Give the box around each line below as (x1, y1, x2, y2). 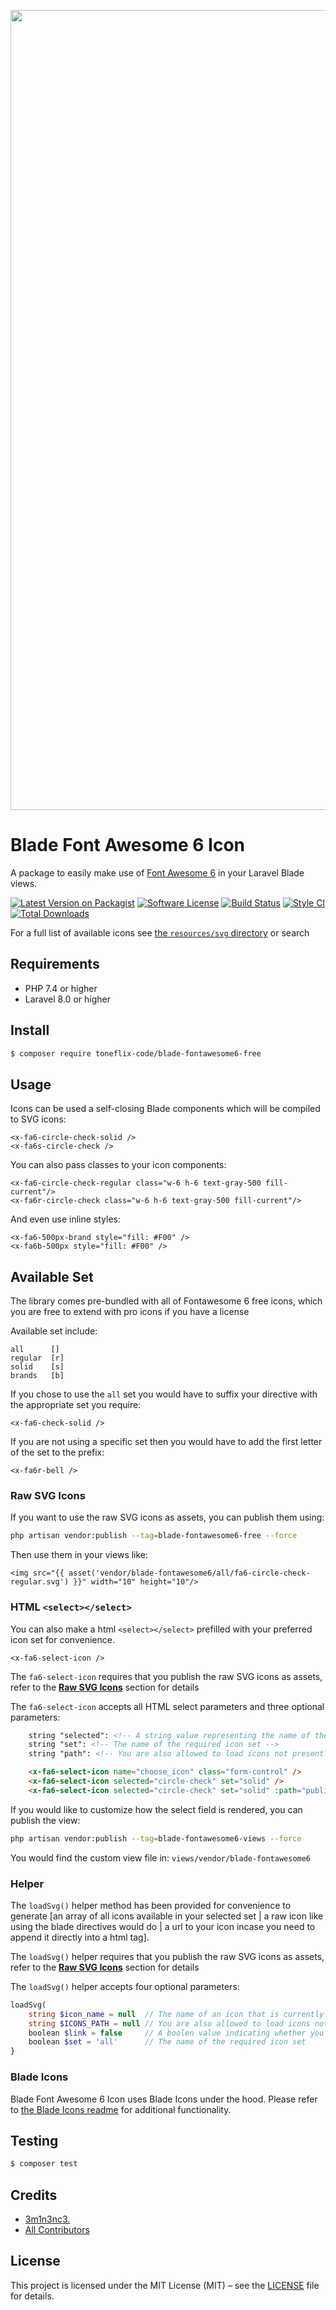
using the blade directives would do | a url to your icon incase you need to (10, 1920, 316, 1932)
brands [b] (10, 1371, 65, 1381)
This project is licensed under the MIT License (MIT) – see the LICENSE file (10, 2279, 320, 2291)
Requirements (10, 956, 100, 973)
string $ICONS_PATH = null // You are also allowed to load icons (28, 2018, 311, 2029)
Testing (10, 2132, 59, 2149)
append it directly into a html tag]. (10, 1931, 150, 1943)
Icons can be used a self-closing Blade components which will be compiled (10, 1103, 321, 1115)
